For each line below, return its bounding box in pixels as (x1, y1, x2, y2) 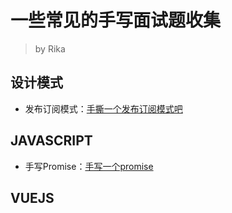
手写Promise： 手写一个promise (24, 160, 154, 172)
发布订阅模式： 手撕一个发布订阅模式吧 (24, 102, 183, 115)
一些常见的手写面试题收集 (10, 9, 222, 32)
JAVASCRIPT (10, 132, 93, 150)
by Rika (34, 42, 66, 55)
